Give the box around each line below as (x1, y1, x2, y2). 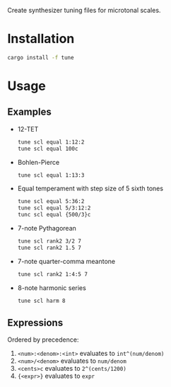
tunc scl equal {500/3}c (17, 212, 91, 219)
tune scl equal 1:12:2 (17, 138, 85, 146)
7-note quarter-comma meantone (17, 257, 116, 265)
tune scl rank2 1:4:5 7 (17, 270, 88, 278)
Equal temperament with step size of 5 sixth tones (17, 184, 164, 193)
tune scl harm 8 (17, 297, 66, 304)
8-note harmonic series (17, 283, 86, 292)
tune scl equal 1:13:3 (17, 171, 85, 179)
